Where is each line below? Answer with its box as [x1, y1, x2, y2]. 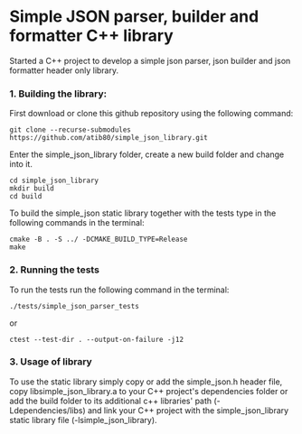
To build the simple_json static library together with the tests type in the [9, 208, 277, 218]
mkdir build [9, 184, 54, 193]
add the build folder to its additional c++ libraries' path [9, 395, 212, 406]
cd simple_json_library [9, 176, 99, 186]
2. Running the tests [9, 263, 99, 276]
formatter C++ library [9, 25, 174, 46]
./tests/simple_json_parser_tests [9, 301, 140, 310]
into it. [9, 159, 33, 170]
